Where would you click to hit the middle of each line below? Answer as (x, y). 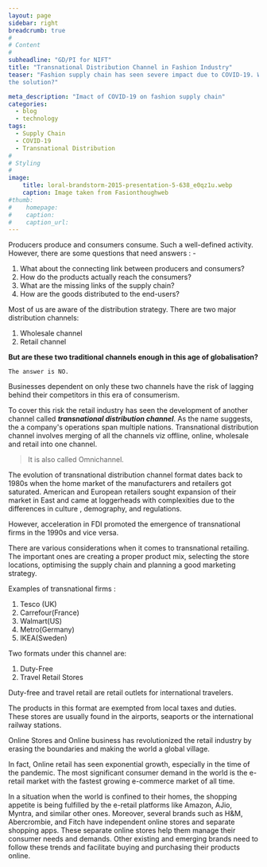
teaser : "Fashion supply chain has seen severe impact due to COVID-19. (131, 75)
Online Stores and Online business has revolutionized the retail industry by (130, 741)
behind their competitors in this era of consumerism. (94, 395)
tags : (17, 126)
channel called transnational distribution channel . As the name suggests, (130, 419)
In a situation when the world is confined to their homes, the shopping (123, 797)
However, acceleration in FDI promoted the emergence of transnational (124, 524)
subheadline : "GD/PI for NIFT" (60, 60)
